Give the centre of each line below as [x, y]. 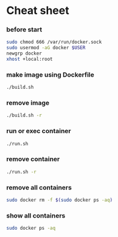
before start [24, 30]
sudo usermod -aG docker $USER [46, 48]
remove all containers [39, 187]
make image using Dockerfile [50, 75]
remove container [33, 159]
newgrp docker [24, 53]
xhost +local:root [29, 59]
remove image [28, 103]
